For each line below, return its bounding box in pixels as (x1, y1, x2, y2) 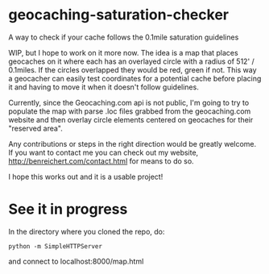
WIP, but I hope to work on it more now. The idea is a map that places (8, 48, 239, 57)
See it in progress (8, 200, 128, 218)
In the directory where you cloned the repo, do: (8, 226, 165, 236)
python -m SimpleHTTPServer (8, 242, 103, 251)
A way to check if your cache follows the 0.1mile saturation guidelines (8, 32, 239, 42)
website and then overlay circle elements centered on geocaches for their (8, 114, 254, 124)
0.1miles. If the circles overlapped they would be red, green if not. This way (8, 64, 257, 74)
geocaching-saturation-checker (8, 6, 230, 24)
